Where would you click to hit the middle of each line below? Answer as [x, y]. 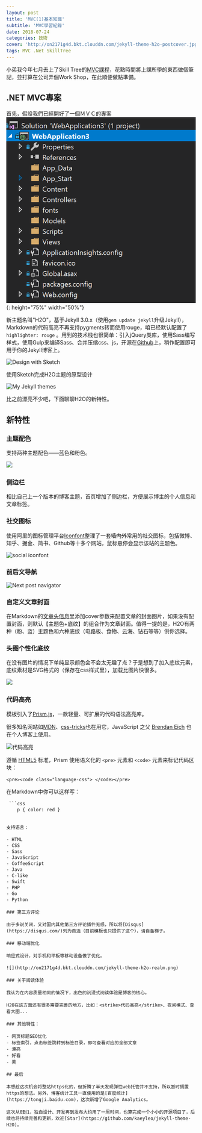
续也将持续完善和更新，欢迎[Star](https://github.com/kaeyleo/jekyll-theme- [99, 1118]
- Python [17, 900]
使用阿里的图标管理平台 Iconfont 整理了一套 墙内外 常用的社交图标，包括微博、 [101, 535]
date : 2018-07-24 [28, 32]
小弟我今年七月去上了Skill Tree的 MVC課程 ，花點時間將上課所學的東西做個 [97, 69]
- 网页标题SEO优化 [26, 1036]
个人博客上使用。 [32, 734]
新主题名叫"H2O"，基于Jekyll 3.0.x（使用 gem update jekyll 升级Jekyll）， [97, 320]
